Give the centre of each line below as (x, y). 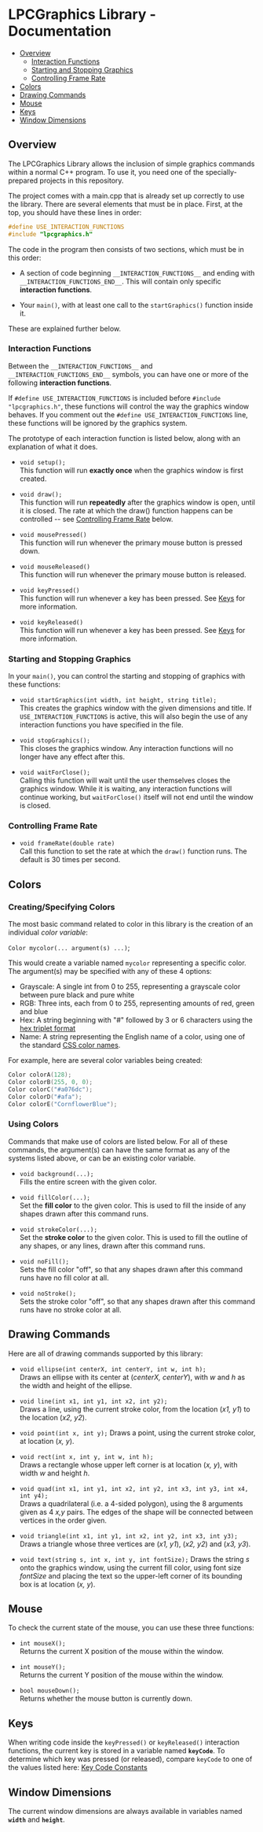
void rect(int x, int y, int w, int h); (86, 1457)
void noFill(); (44, 1261)
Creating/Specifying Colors (62, 907)
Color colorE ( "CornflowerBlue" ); (63, 1104)
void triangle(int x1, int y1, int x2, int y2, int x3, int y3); (128, 1536)
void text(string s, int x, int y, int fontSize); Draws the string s (134, 1559)
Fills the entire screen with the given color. (88, 1182)
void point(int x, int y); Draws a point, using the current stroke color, (137, 1432)
